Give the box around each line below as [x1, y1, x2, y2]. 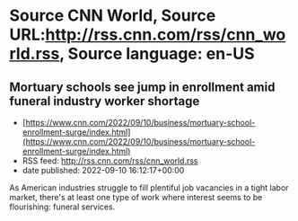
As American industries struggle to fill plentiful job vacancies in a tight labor [9, 182, 289, 193]
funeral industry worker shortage [9, 93, 200, 109]
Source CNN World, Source [9, 5, 216, 26]
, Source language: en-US [59, 44, 255, 64]
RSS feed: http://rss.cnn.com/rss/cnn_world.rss [22, 155, 199, 166]
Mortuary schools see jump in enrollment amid [9, 79, 276, 94]
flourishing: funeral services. [9, 201, 116, 212]
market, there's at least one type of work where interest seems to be [9, 192, 263, 202]
